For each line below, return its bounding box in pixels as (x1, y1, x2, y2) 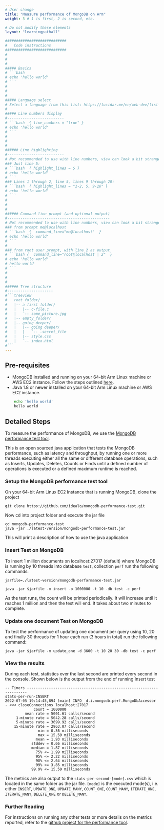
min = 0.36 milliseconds (38, 728, 89, 734)
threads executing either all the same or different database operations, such (5, 455, 158, 461)
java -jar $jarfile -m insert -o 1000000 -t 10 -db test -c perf (5, 586, 141, 591)
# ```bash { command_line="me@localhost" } (5, 229, 102, 234)
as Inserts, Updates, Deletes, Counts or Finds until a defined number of (5, 461, 148, 466)
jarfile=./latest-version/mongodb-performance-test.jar (5, 578, 121, 583)
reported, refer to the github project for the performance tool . (5, 820, 128, 826)
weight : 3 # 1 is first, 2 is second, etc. (5, 16, 95, 21)
